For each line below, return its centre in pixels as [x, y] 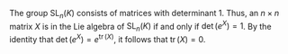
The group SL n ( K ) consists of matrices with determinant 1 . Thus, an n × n [144, 14]
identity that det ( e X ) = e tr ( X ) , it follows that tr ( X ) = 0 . [108, 38]
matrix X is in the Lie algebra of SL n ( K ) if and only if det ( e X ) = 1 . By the [140, 27]
